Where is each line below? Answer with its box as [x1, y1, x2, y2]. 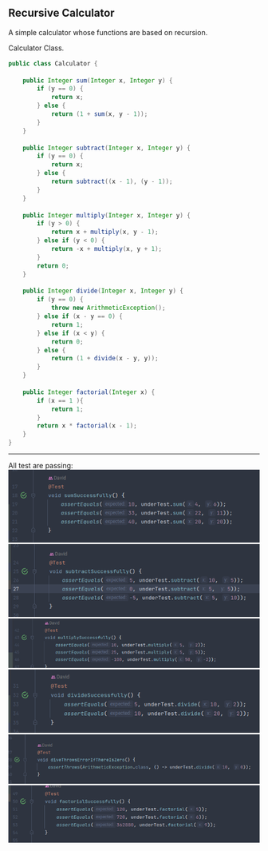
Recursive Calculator [8, 6, 115, 20]
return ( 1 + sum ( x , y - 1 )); [50, 110, 148, 118]
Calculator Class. [8, 43, 65, 53]
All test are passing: [8, 461, 73, 471]
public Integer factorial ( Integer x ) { [22, 388, 156, 396]
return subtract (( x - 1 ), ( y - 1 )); [50, 177, 173, 186]
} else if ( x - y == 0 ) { [37, 312, 124, 320]
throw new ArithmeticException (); [50, 304, 166, 312]
